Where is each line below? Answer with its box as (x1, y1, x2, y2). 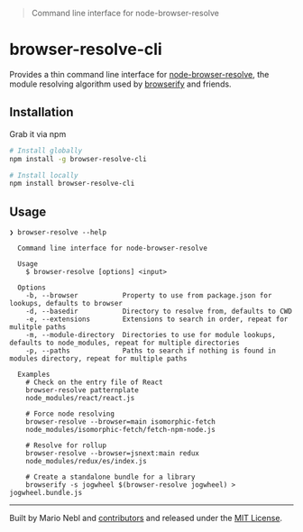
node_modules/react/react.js (25, 394, 135, 403)
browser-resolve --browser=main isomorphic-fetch (25, 417, 216, 427)
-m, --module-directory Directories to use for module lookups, (25, 331, 277, 340)
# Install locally (9, 170, 78, 179)
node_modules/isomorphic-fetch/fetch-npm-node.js (25, 426, 216, 435)
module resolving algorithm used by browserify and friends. (9, 78, 232, 89)
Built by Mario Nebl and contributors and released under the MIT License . (9, 513, 282, 524)
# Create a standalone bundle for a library (25, 472, 196, 482)
